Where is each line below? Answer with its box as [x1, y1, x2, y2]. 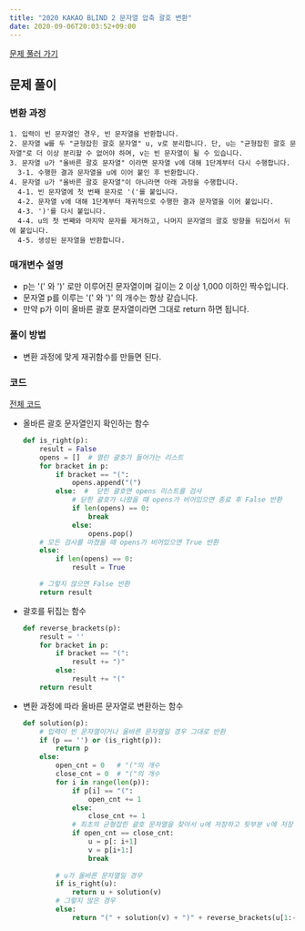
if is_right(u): [56, 879, 117, 888]
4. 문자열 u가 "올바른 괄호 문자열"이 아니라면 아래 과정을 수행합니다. [9, 178, 239, 187]
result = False [39, 444, 97, 453]
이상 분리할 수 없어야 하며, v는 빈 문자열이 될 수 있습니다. [46, 149, 243, 158]
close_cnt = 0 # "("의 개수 [56, 770, 161, 779]
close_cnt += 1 [87, 812, 146, 821]
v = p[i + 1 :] [87, 845, 134, 855]
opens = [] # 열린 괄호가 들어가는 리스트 [39, 452, 184, 462]
